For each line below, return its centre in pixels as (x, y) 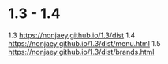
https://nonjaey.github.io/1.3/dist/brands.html (81, 52)
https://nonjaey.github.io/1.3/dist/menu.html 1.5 (84, 43)
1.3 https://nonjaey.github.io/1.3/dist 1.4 (72, 35)
